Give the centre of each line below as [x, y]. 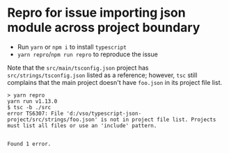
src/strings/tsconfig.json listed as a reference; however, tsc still [102, 75]
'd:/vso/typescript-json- [104, 113]
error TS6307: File [35, 113]
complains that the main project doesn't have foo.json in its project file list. [115, 82]
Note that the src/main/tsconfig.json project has [78, 67]
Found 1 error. [29, 144]
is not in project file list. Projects [158, 120]
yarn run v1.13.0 [32, 101]
